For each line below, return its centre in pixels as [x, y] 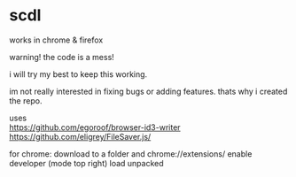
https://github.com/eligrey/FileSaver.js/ [80, 136]
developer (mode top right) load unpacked [86, 163]
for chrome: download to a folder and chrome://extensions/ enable [131, 154]
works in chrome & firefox [56, 40]
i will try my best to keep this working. [78, 74]
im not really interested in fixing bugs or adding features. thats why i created [148, 91]
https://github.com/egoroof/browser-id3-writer [95, 127]
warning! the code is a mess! [62, 57]
